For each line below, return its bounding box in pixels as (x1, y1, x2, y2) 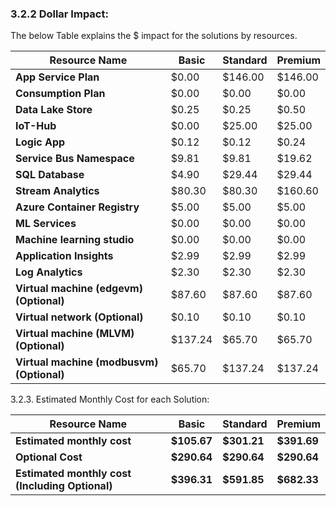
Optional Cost (15, 450, 83, 464)
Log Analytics (15, 265, 83, 279)
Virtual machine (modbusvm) (15, 355, 159, 369)
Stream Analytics (15, 184, 100, 198)
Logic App (15, 135, 66, 149)
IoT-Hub (15, 119, 57, 133)
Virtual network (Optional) (15, 310, 144, 324)
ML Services (15, 217, 77, 231)
